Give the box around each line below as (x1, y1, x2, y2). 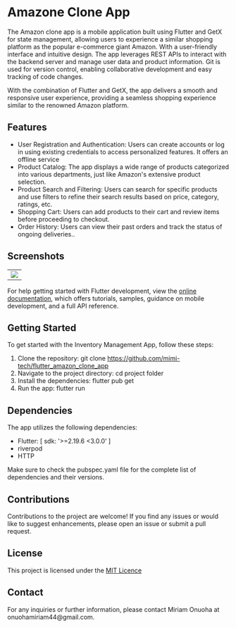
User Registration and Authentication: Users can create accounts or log (17, 140, 225, 149)
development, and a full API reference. (7, 301, 119, 310)
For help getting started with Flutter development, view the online (7, 287, 197, 295)
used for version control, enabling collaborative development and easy (7, 65, 213, 73)
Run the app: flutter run (17, 384, 86, 393)
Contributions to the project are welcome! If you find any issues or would (7, 512, 218, 520)
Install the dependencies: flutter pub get (17, 377, 134, 385)
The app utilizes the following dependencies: (7, 423, 137, 432)
